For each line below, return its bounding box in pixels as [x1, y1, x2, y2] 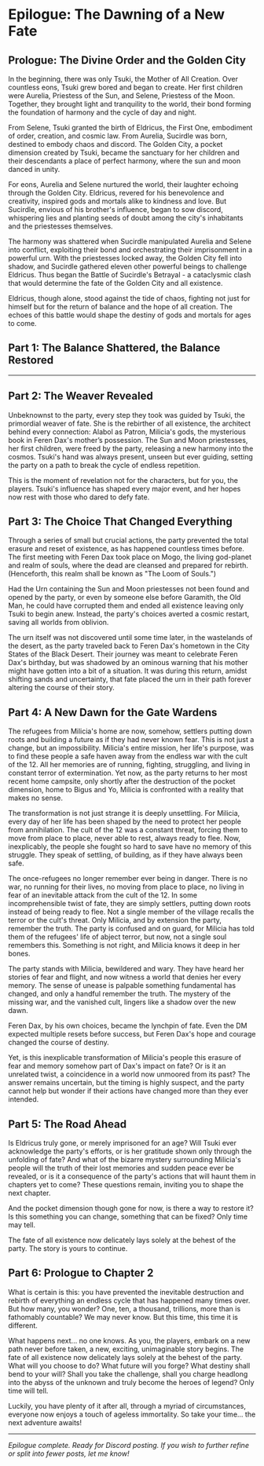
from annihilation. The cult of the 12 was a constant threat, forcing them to [8, 825, 248, 835]
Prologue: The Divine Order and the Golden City [8, 53, 246, 67]
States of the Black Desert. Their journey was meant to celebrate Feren [8, 649, 238, 659]
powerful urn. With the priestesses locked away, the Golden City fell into [8, 254, 242, 262]
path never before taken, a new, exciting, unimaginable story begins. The [8, 1344, 244, 1354]
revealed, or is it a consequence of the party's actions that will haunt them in [8, 1172, 256, 1181]
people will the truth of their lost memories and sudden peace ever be [8, 1164, 234, 1173]
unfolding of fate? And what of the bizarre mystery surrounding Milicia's [8, 1155, 241, 1164]
